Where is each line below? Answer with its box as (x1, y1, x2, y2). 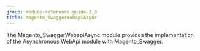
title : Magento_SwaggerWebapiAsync (6, 15, 98, 21)
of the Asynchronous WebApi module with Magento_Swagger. (6, 38, 164, 45)
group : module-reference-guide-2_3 (6, 8, 98, 15)
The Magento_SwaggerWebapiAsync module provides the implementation (6, 31, 194, 38)
